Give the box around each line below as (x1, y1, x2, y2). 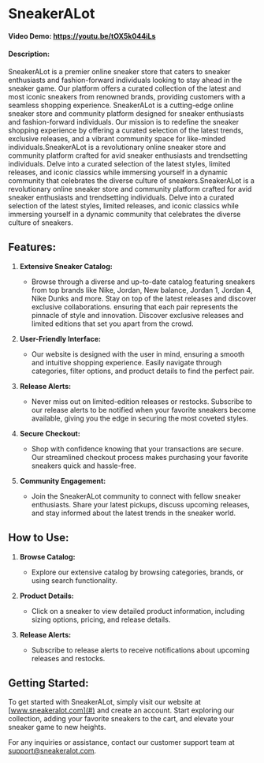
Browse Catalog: (19, 552, 76, 561)
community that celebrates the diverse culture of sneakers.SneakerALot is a (8, 175, 255, 185)
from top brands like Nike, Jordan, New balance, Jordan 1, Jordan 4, (31, 285, 253, 294)
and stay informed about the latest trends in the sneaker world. (31, 508, 236, 518)
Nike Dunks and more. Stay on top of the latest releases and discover (31, 294, 257, 303)
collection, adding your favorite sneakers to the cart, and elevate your (8, 714, 235, 724)
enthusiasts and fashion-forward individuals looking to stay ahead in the (8, 75, 243, 84)
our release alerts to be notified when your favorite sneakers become (31, 405, 256, 414)
